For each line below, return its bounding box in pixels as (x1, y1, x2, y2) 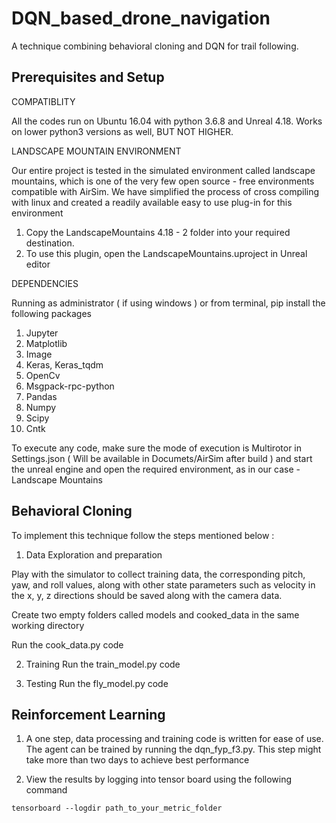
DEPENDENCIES (11, 277, 79, 289)
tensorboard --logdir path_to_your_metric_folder (11, 803, 223, 814)
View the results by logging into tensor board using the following (25, 773, 293, 786)
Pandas (25, 390, 58, 402)
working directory (11, 619, 85, 631)
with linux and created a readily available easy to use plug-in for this (11, 196, 293, 208)
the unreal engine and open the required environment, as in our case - (11, 463, 301, 475)
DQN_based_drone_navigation (11, 7, 271, 30)
